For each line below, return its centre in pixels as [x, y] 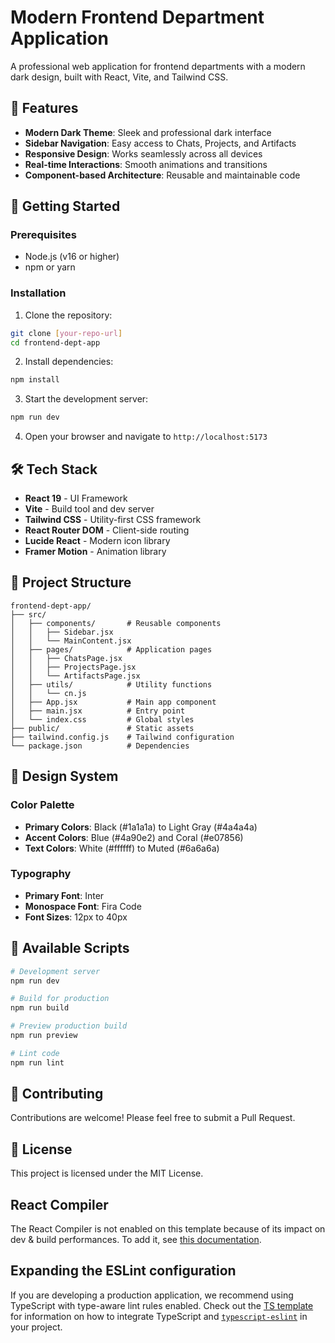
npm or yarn [50, 267]
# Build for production [60, 999]
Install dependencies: [69, 362]
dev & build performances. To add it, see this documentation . [136, 1240]
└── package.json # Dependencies [100, 746]
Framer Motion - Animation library [95, 552]
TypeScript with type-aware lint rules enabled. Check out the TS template [162, 1305]
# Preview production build [69, 1026]
